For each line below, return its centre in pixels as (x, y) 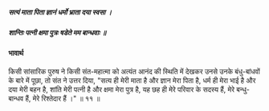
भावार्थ (16, 54)
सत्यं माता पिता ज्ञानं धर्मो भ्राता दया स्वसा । (60, 12)
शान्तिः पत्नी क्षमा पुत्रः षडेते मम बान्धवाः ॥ (57, 32)
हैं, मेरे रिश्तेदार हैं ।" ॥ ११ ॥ (63, 98)
